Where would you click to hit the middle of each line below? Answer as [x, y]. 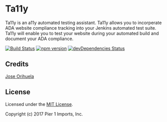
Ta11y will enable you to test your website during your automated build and [82, 33]
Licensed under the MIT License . [39, 104]
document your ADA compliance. [39, 39]
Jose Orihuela [20, 76]
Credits [17, 64]
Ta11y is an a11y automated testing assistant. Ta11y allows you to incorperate [83, 23]
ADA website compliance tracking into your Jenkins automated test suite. [81, 28]
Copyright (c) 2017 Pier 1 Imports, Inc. [44, 114]
